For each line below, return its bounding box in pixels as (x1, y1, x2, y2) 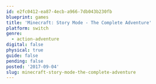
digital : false (6, 42, 44, 48)
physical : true (6, 47, 44, 53)
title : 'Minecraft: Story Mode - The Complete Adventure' (6, 20, 152, 25)
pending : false (6, 58, 44, 64)
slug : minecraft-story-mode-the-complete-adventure (6, 69, 136, 75)
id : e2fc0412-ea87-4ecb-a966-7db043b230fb (6, 8, 112, 15)
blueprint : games (6, 14, 49, 20)
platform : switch (6, 25, 49, 31)
